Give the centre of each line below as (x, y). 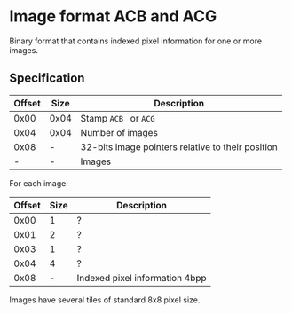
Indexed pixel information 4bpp (142, 278)
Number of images (119, 132)
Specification (47, 78)
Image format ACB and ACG (113, 16)
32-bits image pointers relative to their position (179, 146)
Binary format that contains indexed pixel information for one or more (136, 41)
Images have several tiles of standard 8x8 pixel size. (105, 300)
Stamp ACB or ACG (118, 118)
